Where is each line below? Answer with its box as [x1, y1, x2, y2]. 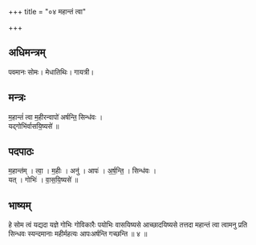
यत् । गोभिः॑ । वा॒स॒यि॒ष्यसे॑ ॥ [8, 175, 79, 185]
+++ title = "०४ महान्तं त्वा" [8, 7, 87, 16]
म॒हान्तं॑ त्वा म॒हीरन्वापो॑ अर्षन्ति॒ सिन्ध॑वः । [8, 112, 103, 122]
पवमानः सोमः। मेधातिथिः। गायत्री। [8, 67, 95, 77]
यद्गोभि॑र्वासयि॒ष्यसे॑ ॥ [8, 121, 59, 131]
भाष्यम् [8, 199, 31, 212]
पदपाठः [8, 145, 35, 159]
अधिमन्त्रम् [8, 46, 46, 59]
